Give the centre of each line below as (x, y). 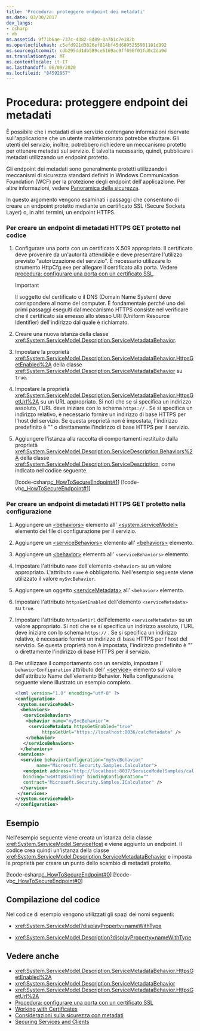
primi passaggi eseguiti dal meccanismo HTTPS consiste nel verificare (101, 310)
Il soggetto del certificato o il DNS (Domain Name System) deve (93, 297)
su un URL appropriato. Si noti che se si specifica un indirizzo (116, 402)
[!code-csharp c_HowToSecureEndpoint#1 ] (67, 482)
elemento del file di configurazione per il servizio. (76, 531)
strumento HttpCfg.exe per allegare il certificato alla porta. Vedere (96, 268)
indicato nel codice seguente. (51, 471)
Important (27, 286)
